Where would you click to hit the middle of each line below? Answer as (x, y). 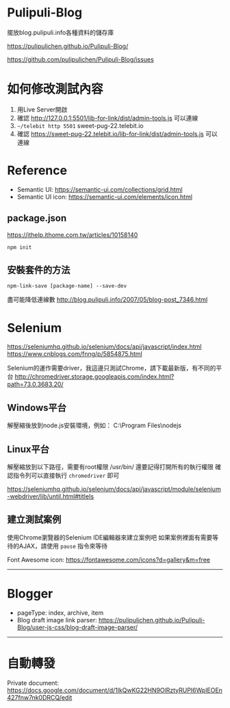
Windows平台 (37, 408)
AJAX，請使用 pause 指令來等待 (63, 546)
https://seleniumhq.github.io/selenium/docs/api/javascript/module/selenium (114, 489)
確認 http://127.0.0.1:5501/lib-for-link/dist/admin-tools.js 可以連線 (107, 118)
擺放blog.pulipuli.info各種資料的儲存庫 (61, 32)
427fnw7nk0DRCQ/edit (40, 697)
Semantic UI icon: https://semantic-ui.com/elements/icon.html (105, 197)
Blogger (30, 594)
